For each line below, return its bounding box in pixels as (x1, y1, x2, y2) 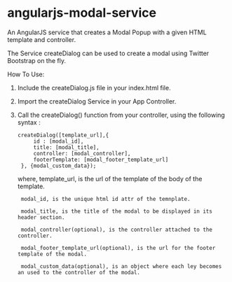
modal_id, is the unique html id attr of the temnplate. (20, 195, 191, 202)
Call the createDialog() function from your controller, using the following (17, 111, 226, 119)
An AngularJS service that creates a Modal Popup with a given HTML (7, 28, 207, 36)
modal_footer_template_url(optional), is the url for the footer (20, 244, 216, 251)
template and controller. (7, 35, 76, 43)
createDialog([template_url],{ (17, 132, 109, 139)
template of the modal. (17, 251, 88, 258)
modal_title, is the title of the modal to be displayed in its (20, 208, 212, 215)
